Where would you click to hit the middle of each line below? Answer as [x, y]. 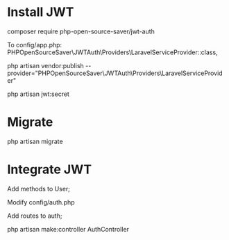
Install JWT [41, 12]
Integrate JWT [50, 169]
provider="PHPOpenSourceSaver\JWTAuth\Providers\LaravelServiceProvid [115, 73]
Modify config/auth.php [41, 202]
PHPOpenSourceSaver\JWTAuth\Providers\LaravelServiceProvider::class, [112, 52]
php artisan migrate [35, 141]
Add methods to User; [39, 189]
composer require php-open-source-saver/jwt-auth [81, 31]
